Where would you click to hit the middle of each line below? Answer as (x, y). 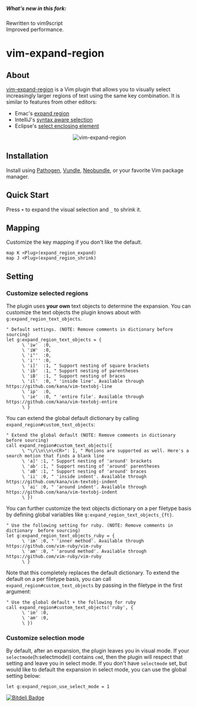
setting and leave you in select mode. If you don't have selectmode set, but (97, 663)
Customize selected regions (47, 293)
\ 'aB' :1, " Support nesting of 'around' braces (84, 472)
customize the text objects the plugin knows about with (73, 312)
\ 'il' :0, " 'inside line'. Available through (83, 382)
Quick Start (28, 195)
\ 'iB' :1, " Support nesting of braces (74, 376)
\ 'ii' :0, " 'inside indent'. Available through (84, 477)
